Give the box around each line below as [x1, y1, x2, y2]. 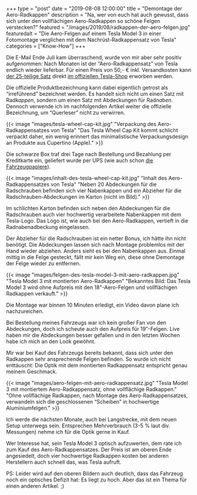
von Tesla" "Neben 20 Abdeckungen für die [51, 181, 157, 188]
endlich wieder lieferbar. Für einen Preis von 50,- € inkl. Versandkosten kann [6, 67, 192, 73]
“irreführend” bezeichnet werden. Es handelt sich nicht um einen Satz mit [6, 91, 184, 97]
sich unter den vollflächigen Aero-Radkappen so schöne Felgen [6, 18, 161, 24]
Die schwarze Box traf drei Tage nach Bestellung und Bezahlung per [6, 151, 172, 158]
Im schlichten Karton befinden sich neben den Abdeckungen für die [6, 205, 171, 211]
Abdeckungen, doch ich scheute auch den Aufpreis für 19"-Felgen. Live [6, 325, 180, 332]
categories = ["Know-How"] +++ [6, 42, 86, 49]
